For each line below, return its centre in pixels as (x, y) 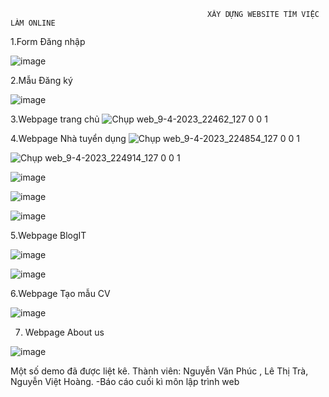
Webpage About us (64, 332)
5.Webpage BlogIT (48, 235)
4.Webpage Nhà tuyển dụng (68, 138)
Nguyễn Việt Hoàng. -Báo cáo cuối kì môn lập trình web (125, 381)
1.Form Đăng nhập (48, 41)
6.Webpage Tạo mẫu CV (60, 293)
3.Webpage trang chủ (55, 119)
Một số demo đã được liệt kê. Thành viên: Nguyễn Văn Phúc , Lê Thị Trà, (159, 371)
